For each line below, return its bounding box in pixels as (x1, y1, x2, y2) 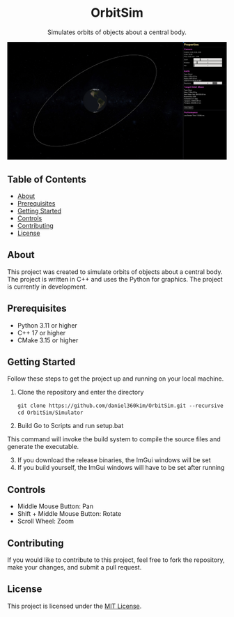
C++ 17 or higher (17, 328, 66, 337)
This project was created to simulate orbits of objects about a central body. (7, 267, 223, 276)
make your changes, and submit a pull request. (7, 563, 142, 572)
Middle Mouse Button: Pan (17, 502, 94, 510)
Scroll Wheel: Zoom (17, 517, 75, 526)
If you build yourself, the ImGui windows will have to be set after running (17, 464, 225, 472)
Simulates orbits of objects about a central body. (47, 28, 187, 36)
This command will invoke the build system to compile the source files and (7, 435, 221, 443)
